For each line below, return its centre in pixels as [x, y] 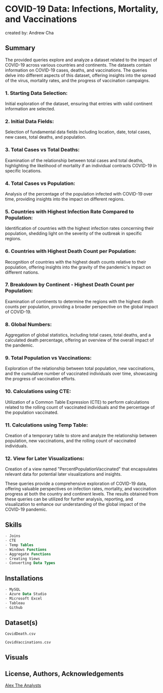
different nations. [22, 272]
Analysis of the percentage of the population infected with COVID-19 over [79, 194]
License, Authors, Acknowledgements [64, 674]
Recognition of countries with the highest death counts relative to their [76, 262]
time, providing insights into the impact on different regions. [65, 199]
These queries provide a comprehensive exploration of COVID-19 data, [76, 484]
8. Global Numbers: [28, 324]
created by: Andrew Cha [29, 33]
